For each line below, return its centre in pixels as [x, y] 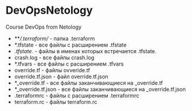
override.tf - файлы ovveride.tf [52, 70]
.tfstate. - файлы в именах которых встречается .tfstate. [85, 51]
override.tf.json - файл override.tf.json [61, 76]
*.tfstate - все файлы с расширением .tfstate [70, 45]
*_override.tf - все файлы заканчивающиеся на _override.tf [89, 83]
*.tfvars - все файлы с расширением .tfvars [69, 64]
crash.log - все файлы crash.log [54, 57]
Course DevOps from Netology [44, 27]
